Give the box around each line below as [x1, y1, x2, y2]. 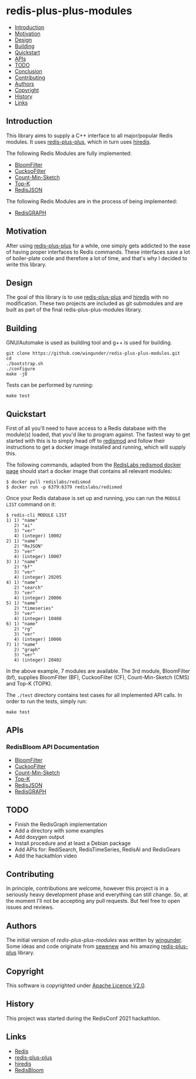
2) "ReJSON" [14, 543, 44, 549]
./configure [6, 366, 35, 372]
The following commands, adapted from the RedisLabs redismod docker [6, 461, 181, 468]
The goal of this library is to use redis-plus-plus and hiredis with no [6, 294, 169, 301]
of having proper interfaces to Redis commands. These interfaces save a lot [6, 248, 190, 255]
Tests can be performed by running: [6, 381, 94, 388]
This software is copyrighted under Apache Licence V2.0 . [6, 981, 146, 989]
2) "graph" [14, 647, 41, 653]
